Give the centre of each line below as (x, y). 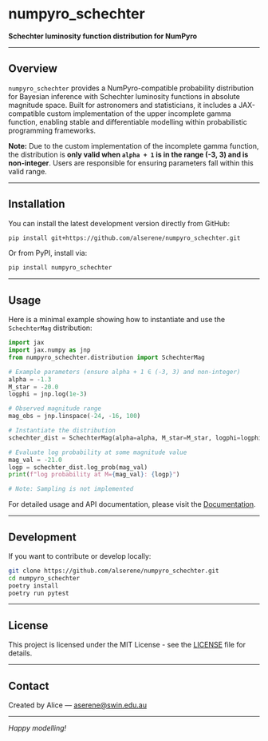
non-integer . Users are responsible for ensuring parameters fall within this (131, 163)
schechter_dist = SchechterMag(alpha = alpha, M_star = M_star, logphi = (124, 438)
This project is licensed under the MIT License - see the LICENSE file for (127, 645)
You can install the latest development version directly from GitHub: (119, 223)
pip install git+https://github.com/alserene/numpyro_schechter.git (124, 238)
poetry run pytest (39, 593)
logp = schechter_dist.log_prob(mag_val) (78, 467)
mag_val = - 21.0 (35, 460)
